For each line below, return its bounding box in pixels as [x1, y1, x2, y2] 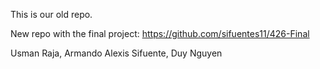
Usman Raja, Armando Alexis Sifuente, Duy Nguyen [10, 47, 223, 59]
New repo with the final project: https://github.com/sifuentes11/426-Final [10, 28, 310, 39]
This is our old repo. [10, 9, 93, 20]
